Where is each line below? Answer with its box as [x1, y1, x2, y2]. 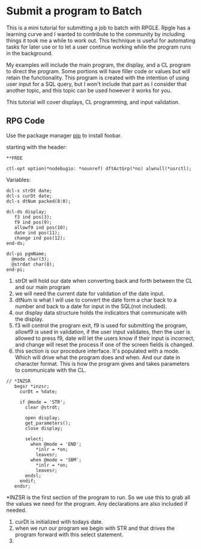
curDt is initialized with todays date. [14, 518, 103, 525]
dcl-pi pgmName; [6, 250, 47, 256]
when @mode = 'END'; [30, 441, 82, 447]
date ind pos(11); [14, 229, 61, 235]
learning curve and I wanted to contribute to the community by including [6, 30, 185, 37]
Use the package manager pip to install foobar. [6, 132, 122, 139]
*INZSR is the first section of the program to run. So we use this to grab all [6, 494, 191, 501]
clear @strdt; [25, 404, 61, 410]
